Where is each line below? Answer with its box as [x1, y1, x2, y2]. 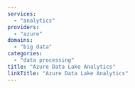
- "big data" [13, 43, 53, 50]
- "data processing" [13, 57, 75, 64]
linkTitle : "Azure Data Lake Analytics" [7, 70, 129, 77]
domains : [7, 37, 33, 44]
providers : [7, 23, 40, 31]
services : [7, 10, 37, 18]
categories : [7, 50, 43, 57]
